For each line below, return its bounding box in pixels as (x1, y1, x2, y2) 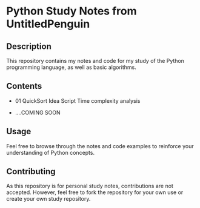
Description (6, 41, 52, 51)
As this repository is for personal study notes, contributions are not (6, 183, 174, 190)
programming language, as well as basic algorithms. (6, 63, 136, 71)
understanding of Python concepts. (6, 149, 95, 156)
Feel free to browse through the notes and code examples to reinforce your (6, 142, 194, 149)
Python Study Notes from (6, 4, 137, 18)
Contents (6, 81, 42, 91)
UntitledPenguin (6, 17, 90, 31)
